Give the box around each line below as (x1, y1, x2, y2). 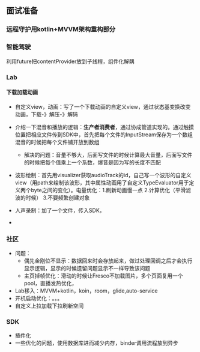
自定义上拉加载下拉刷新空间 (14, 302, 84, 309)
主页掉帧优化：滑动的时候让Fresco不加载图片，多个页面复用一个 (23, 272, 183, 279)
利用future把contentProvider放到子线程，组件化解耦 (6, 58, 135, 65)
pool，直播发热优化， (23, 280, 77, 287)
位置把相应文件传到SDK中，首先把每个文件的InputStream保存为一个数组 (14, 131, 193, 138)
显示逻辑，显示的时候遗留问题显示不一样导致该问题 (23, 265, 151, 272)
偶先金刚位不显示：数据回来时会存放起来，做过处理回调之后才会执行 (23, 257, 193, 264)
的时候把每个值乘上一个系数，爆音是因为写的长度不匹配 (23, 159, 161, 166)
